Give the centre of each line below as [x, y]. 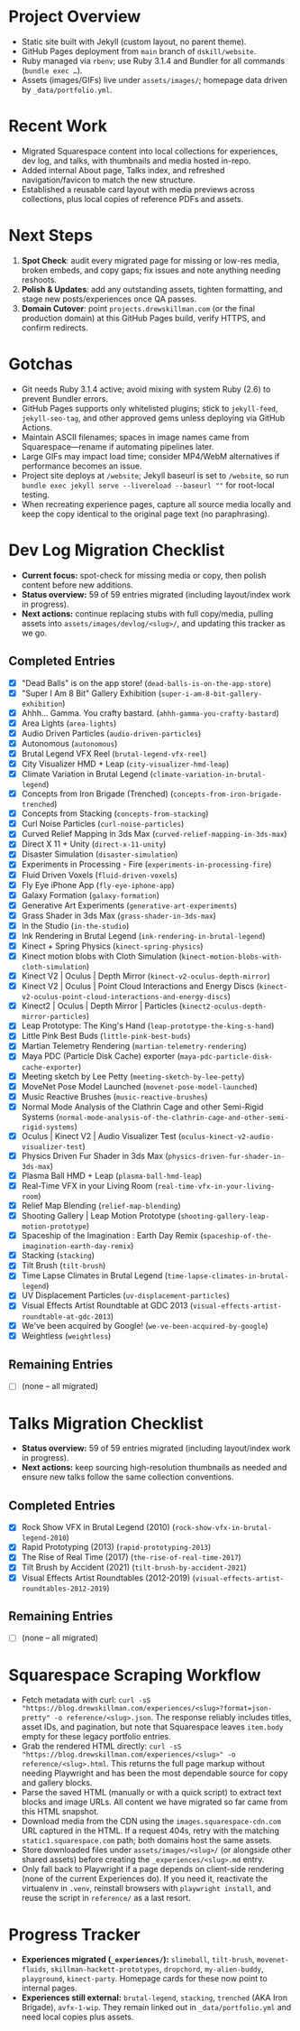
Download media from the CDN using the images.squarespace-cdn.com [151, 1822]
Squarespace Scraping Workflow [135, 1675]
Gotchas [41, 364]
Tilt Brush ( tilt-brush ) [64, 1266]
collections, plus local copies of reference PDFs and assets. [132, 199]
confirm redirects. [55, 328]
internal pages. [49, 1989]
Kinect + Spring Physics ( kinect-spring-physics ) [112, 946]
